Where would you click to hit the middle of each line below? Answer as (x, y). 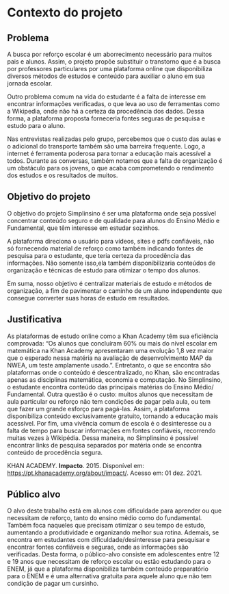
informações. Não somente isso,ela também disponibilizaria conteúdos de (111, 263)
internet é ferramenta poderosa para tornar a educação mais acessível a (109, 153)
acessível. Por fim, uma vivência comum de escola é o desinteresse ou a (109, 423)
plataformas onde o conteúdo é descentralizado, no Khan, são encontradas (113, 372)
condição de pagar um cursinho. (53, 584)
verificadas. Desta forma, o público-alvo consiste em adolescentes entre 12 (113, 554)
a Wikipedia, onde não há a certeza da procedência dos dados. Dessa (106, 111)
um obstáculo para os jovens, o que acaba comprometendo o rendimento (110, 168)
